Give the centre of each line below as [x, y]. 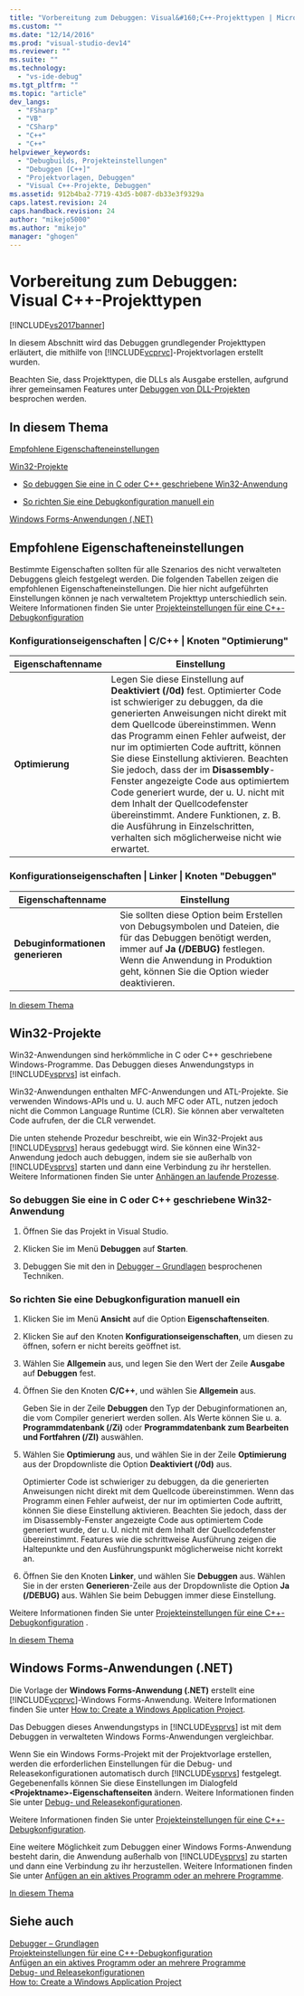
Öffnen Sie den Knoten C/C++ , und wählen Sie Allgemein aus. [139, 1390]
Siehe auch [42, 1921]
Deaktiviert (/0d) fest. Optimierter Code [196, 691]
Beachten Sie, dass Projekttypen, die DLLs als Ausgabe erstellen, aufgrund [149, 380]
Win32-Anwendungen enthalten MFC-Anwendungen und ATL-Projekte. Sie [149, 1092]
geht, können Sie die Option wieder [195, 971]
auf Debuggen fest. [59, 1373]
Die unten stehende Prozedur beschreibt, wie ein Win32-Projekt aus [136, 1138]
